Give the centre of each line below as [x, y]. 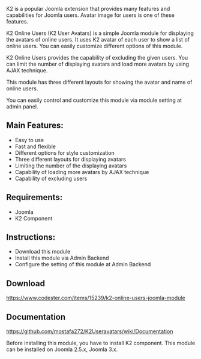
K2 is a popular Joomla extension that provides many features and [88, 9]
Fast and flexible [35, 146]
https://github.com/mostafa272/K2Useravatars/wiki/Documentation [90, 331]
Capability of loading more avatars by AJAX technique [82, 172]
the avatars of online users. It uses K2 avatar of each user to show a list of [98, 39]
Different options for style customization [65, 152]
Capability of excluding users [51, 178]
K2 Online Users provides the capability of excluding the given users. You [97, 58]
